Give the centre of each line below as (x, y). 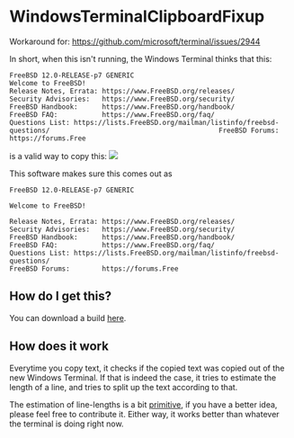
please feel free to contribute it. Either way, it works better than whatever (145, 414)
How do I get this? (61, 296)
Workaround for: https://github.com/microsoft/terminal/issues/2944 (135, 41)
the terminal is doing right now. (67, 424)
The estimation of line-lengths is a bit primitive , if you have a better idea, (143, 404)
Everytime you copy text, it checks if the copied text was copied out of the (147, 368)
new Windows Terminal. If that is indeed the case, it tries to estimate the (143, 377)
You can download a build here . (68, 317)
